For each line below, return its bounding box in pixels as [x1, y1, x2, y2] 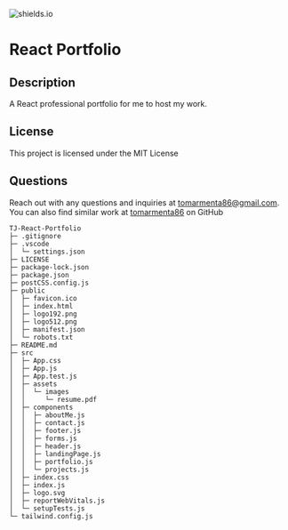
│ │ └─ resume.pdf [9, 395, 98, 404]
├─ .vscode [9, 239, 50, 248]
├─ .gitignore [9, 231, 62, 240]
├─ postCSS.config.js [9, 278, 90, 287]
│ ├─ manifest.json [9, 325, 86, 333]
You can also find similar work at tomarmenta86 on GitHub [9, 206, 224, 217]
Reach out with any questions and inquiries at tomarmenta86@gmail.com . [9, 197, 280, 208]
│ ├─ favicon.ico [9, 293, 77, 302]
